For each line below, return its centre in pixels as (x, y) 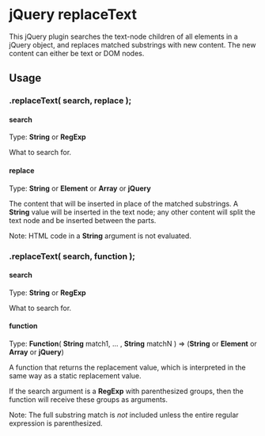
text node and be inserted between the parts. (83, 220)
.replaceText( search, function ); (72, 256)
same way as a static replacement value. (75, 375)
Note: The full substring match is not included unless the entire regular (124, 415)
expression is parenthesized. (56, 423)
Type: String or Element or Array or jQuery (80, 188)
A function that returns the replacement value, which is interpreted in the (127, 367)
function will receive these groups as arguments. (89, 399)
